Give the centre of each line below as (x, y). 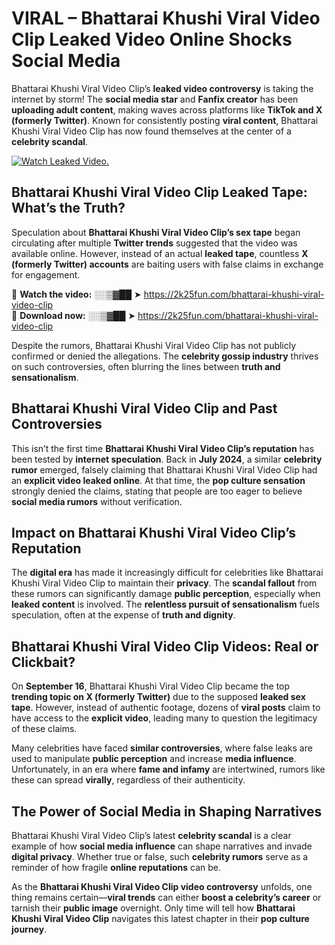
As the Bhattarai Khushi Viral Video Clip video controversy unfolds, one (162, 886)
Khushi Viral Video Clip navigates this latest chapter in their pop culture (160, 918)
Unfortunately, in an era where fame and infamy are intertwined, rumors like (168, 769)
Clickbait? (43, 662)
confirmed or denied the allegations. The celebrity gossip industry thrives (165, 356)
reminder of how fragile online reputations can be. (116, 867)
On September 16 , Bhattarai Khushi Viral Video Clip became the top (151, 686)
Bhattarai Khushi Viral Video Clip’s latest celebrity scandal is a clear (151, 835)
